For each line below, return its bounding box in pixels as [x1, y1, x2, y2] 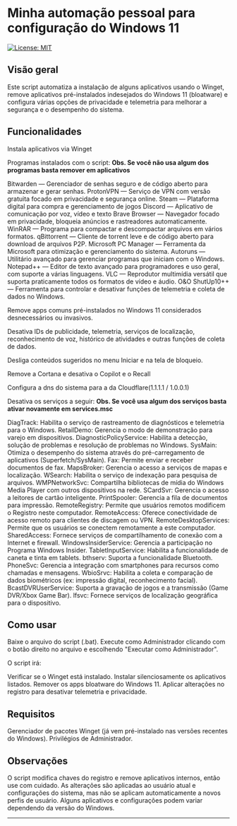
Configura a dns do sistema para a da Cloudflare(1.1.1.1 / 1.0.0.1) [7, 383, 190, 392]
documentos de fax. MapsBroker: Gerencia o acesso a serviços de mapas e [7, 463, 228, 472]
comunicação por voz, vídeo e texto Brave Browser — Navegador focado [7, 209, 220, 218]
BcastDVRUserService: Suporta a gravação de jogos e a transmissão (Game [7, 583, 229, 592]
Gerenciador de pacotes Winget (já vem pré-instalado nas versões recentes [7, 727, 228, 735]
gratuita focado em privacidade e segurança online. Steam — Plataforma [7, 194, 219, 203]
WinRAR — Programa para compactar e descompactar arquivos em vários [7, 224, 223, 233]
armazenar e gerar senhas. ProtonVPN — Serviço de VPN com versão [7, 187, 211, 195]
